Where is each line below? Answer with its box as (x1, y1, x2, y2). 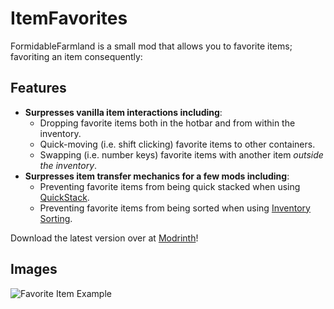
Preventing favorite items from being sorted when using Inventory (39, 202, 311, 214)
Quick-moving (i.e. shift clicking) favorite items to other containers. (39, 138, 316, 150)
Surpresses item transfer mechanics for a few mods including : (24, 170, 290, 182)
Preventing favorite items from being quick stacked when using (39, 180, 301, 192)
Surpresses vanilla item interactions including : (24, 106, 223, 118)
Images (10, 261, 58, 278)
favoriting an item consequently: (10, 50, 143, 62)
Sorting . (39, 212, 73, 224)
